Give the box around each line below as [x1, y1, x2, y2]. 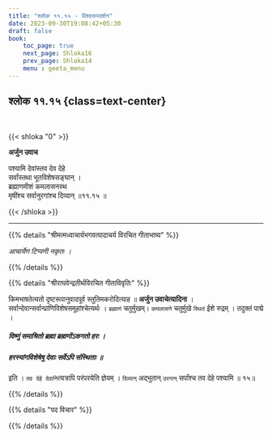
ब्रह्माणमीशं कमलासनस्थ [8, 181, 67, 191]
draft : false [8, 27, 53, 35]
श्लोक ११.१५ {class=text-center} [8, 95, 167, 108]
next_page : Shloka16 [23, 49, 92, 57]
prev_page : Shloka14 [23, 57, 92, 65]
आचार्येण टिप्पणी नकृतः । [8, 246, 71, 255]
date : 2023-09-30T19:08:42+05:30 [8, 19, 121, 27]
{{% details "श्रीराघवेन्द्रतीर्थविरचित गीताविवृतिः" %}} [8, 278, 150, 288]
